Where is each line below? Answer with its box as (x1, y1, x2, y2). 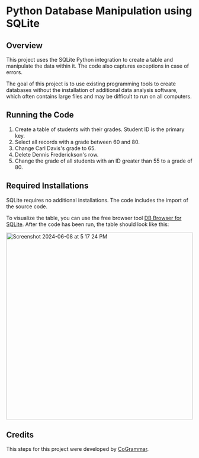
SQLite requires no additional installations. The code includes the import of (6, 196, 188, 203)
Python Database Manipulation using (6, 4, 192, 18)
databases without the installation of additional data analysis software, (6, 87, 178, 93)
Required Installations (6, 181, 89, 191)
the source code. (6, 203, 48, 210)
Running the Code (6, 110, 74, 120)
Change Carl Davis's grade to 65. (14, 144, 96, 152)
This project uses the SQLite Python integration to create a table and (6, 56, 174, 63)
